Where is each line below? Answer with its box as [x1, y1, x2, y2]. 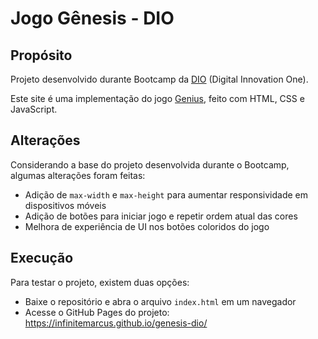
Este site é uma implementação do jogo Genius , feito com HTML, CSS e [10, 93, 305, 104]
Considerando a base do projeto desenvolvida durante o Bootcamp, [10, 158, 290, 171]
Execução [10, 250, 74, 267]
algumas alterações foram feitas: [10, 169, 146, 181]
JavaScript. [10, 103, 58, 115]
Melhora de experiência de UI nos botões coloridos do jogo [24, 220, 270, 232]
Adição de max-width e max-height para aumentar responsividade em [24, 188, 309, 201]
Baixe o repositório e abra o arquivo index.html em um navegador [24, 295, 297, 307]
